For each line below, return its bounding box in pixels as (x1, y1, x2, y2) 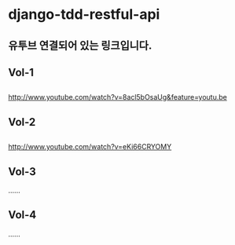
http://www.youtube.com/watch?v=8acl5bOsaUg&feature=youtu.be (8, 93, 228, 102)
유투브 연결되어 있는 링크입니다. (8, 38, 152, 52)
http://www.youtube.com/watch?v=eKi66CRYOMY (8, 142, 172, 152)
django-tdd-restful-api (8, 5, 160, 24)
